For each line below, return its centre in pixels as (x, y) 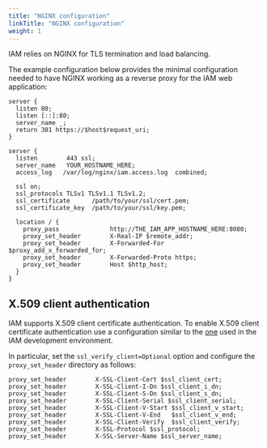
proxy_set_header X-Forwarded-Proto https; (110, 258)
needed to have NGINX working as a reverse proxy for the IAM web (121, 79)
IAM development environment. (61, 340)
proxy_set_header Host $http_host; (95, 265)
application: (28, 87)
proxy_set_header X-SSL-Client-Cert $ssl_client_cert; (115, 380)
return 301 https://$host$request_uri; (83, 130)
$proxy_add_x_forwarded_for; (57, 251)
